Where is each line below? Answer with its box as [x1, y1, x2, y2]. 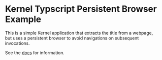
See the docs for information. [5, 50, 65, 56]
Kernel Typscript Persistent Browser [5, 3, 157, 15]
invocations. [5, 40, 30, 46]
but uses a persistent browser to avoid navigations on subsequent [5, 35, 139, 41]
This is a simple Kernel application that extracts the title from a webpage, [5, 30, 153, 36]
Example [5, 14, 41, 25]
